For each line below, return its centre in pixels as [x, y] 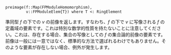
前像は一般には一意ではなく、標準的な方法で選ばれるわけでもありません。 [83, 41]
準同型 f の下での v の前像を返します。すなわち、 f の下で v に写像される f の [85, 22]
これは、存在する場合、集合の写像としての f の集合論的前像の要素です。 [90, 35]
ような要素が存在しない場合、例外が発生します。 [61, 47]
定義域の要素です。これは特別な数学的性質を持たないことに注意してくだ [81, 28]
